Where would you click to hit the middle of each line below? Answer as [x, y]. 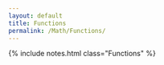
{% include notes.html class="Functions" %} [82, 54]
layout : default [35, 16]
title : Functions [37, 23]
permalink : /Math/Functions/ [57, 30]
